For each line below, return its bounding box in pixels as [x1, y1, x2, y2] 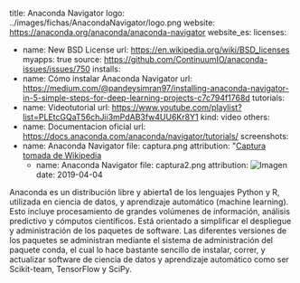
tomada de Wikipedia [22, 150, 102, 161]
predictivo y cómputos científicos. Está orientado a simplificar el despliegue [9, 216, 292, 226]
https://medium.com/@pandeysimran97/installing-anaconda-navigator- [22, 83, 289, 93]
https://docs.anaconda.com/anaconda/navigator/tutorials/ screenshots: [22, 131, 289, 141]
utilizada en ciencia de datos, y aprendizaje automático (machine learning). [9, 196, 289, 207]
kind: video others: [200, 112, 270, 122]
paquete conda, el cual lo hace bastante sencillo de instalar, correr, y [9, 244, 266, 255]
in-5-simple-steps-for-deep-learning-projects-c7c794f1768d [22, 92, 250, 103]
